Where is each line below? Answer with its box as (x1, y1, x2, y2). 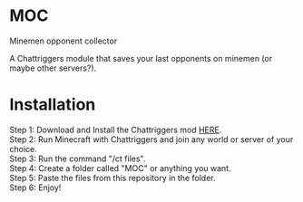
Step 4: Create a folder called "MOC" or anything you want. (9, 162, 231, 173)
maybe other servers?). (9, 63, 97, 73)
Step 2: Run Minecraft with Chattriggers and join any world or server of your (9, 133, 294, 145)
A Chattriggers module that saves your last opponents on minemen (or (9, 53, 273, 63)
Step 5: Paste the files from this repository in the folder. (9, 172, 216, 183)
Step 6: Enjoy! (9, 182, 62, 193)
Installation (9, 94, 96, 115)
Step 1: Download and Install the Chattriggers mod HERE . (9, 124, 222, 135)
